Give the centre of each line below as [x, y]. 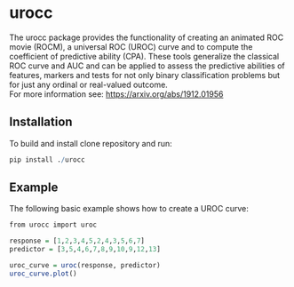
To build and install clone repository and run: [91, 143]
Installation [41, 122]
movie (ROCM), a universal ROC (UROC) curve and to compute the [131, 46]
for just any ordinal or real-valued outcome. [89, 84]
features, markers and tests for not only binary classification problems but [145, 75]
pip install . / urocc [48, 159]
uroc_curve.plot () [43, 274]
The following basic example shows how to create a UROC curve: [129, 209]
